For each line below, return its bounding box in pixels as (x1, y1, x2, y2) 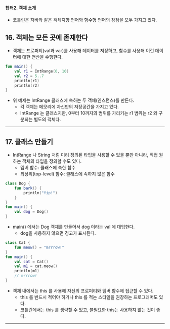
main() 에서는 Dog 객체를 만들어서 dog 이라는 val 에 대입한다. (12, 224, 135, 230)
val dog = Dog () (14, 209, 49, 214)
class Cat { (5, 240, 30, 245)
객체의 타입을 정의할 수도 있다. (22, 158, 82, 164)
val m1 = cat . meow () (14, 264, 58, 269)
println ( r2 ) (14, 83, 39, 88)
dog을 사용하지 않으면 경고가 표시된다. (20, 230, 96, 236)
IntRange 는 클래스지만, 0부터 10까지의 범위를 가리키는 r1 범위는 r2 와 (20, 110, 158, 116)
